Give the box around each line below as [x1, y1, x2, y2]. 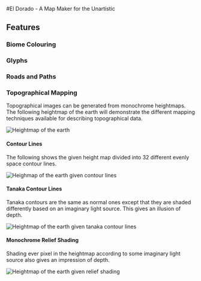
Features [6, 22, 40, 32]
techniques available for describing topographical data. [6, 115, 143, 122]
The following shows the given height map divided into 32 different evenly [6, 153, 190, 161]
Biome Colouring [6, 40, 56, 49]
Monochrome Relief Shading [6, 237, 79, 244]
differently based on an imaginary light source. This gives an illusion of [6, 205, 181, 212]
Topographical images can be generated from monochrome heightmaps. [6, 102, 186, 110]
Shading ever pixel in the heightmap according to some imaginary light [6, 250, 181, 257]
